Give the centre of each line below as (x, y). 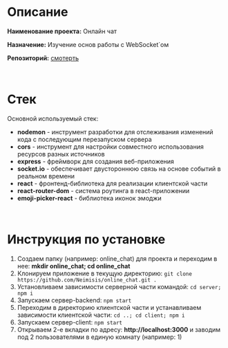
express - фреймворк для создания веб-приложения (96, 161)
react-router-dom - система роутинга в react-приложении (103, 190)
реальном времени (46, 176)
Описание (38, 12)
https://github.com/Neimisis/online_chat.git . (87, 280)
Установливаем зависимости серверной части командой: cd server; (119, 286)
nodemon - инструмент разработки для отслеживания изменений (115, 131)
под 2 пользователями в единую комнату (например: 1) (99, 337)
